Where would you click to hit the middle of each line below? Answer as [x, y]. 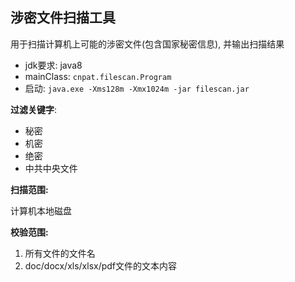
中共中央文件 [51, 168]
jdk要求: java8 [53, 65]
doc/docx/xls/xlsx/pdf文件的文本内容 [101, 265]
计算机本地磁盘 [41, 210]
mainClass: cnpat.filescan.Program [98, 76]
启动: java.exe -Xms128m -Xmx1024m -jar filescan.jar [137, 88]
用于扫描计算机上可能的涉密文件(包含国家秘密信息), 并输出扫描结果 [147, 44]
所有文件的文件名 [60, 253]
